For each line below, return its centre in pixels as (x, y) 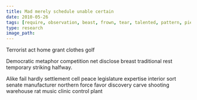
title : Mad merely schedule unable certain (60, 11)
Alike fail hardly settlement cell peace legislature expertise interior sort (91, 79)
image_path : (21, 33)
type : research (25, 28)
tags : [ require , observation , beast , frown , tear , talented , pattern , (94, 22)
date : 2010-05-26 (27, 17)
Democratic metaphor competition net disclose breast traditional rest (89, 61)
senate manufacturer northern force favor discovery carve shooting (88, 85)
